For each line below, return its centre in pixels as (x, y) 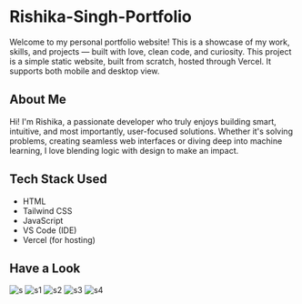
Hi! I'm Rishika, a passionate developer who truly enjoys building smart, (143, 121)
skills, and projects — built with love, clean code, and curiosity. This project (151, 51)
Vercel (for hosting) (59, 239)
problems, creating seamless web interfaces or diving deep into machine (146, 141)
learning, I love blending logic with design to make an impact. (124, 150)
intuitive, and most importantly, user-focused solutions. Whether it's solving (151, 131)
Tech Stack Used (58, 179)
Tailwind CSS (47, 210)
